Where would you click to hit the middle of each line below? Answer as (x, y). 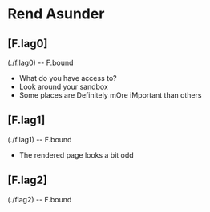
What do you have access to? (68, 78)
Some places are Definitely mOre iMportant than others (110, 95)
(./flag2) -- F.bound (40, 199)
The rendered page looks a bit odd (76, 155)
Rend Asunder (56, 14)
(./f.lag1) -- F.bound (40, 139)
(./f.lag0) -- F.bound (40, 62)
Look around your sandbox (64, 86)
